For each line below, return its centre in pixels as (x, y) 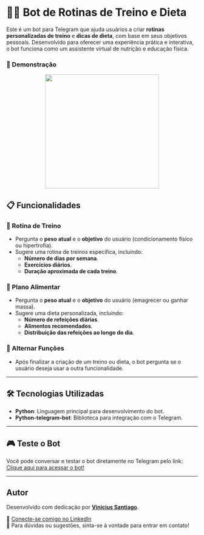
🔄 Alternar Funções (36, 348)
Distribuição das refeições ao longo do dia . (79, 333)
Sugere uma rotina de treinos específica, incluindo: (79, 251)
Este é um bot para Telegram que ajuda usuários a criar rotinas (86, 29)
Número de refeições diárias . (61, 320)
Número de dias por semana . (61, 258)
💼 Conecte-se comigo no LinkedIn (49, 519)
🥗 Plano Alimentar (33, 287)
